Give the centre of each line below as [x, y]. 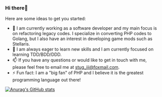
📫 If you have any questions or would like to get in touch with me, [80, 60]
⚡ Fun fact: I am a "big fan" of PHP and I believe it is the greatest [78, 73]
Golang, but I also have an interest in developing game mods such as [82, 39]
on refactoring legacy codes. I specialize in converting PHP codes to [82, 34]
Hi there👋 [17, 8]
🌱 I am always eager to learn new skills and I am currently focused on [83, 49]
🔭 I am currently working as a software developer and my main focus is [84, 28]
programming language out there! [46, 80]
